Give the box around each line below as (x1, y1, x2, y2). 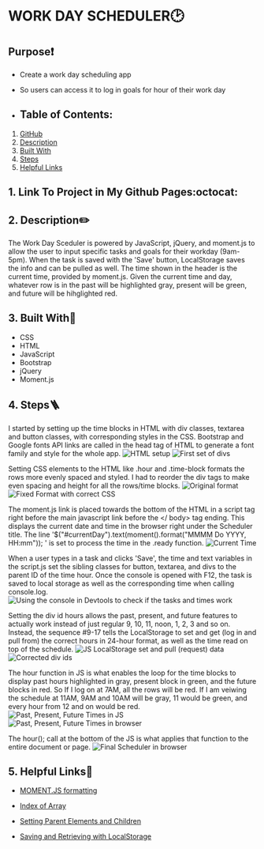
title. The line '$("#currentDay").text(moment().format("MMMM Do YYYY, (8, 530, 247, 539)
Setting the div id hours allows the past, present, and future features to (8, 610, 238, 620)
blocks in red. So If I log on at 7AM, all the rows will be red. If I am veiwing (8, 685, 247, 694)
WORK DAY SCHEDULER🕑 (8, 7, 185, 25)
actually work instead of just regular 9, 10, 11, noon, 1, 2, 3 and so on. (8, 619, 231, 628)
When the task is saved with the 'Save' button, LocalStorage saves (28, 255, 246, 265)
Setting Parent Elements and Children (19, 817, 142, 826)
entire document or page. (8, 741, 91, 752)
